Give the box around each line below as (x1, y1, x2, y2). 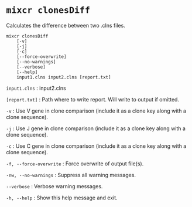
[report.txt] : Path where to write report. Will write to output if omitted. (6, 96, 180, 103)
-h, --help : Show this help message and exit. (6, 194, 118, 201)
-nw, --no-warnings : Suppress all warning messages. (6, 171, 136, 178)
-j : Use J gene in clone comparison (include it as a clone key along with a (6, 125, 186, 132)
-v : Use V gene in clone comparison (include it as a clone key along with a (6, 107, 186, 114)
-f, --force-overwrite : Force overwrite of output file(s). (6, 160, 144, 167)
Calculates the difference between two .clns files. (6, 22, 126, 29)
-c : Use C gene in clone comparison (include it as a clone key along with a (6, 142, 187, 150)
